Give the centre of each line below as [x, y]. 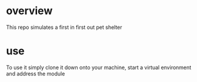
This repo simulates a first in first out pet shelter [64, 27]
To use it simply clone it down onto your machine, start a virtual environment [99, 67]
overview [29, 11]
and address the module [36, 73]
